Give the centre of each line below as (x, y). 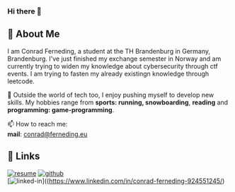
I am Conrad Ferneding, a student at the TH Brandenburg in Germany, (109, 51)
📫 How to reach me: (38, 124)
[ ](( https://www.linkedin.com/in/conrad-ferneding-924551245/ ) (116, 181)
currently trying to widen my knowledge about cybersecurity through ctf (113, 66)
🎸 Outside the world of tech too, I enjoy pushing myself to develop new (111, 95)
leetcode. (21, 81)
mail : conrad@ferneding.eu (47, 134)
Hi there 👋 (25, 11)
